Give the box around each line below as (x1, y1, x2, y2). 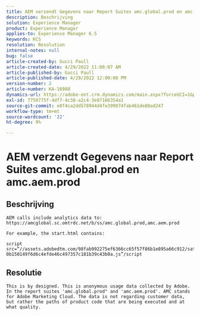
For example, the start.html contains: (6, 230, 105, 237)
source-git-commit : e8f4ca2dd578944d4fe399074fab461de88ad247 (6, 102, 164, 109)
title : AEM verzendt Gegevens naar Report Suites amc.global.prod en (6, 8, 183, 15)
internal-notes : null (6, 48, 60, 54)
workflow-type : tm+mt (6, 108, 60, 114)
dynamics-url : (6, 92, 42, 98)
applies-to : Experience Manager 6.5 (6, 31, 97, 37)
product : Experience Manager (6, 25, 79, 32)
